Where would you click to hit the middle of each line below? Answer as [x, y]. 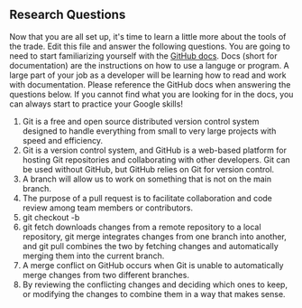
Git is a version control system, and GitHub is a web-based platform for [154, 150]
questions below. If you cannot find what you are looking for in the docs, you [151, 94]
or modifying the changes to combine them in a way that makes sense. [154, 294]
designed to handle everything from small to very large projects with [149, 131]
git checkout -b [51, 217]
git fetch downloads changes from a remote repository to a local [142, 227]
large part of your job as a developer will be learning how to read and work [148, 75]
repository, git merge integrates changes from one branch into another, [154, 236]
